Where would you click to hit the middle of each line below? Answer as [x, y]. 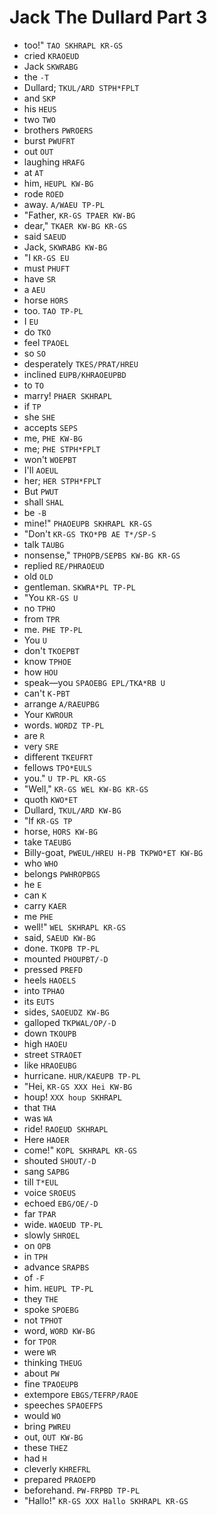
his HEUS [40, 108]
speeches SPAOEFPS [63, 1405]
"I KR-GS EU [46, 257]
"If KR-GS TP [48, 820]
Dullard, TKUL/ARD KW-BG [72, 810]
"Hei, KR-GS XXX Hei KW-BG [78, 1086]
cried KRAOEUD [51, 55]
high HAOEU [45, 1043]
